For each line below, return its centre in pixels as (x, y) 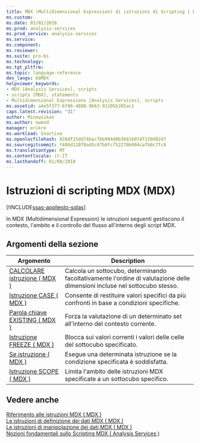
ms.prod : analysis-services (41, 28)
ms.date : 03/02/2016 (32, 23)
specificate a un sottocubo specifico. (116, 379)
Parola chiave (28, 312)
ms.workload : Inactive (34, 134)
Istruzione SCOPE (34, 371)
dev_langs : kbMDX (28, 78)
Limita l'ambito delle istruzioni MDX (114, 371)
